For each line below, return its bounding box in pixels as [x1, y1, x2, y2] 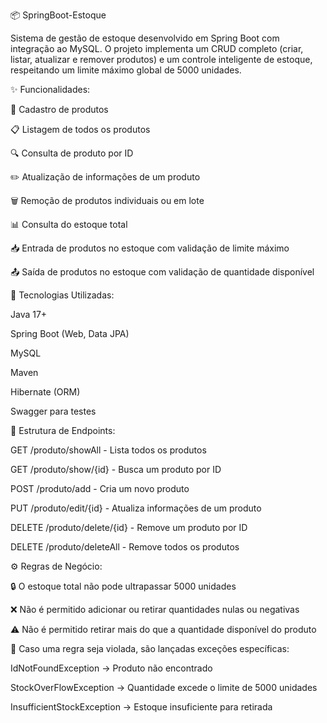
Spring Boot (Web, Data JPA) [10, 328, 130, 339]
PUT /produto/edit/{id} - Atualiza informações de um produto [10, 502, 262, 514]
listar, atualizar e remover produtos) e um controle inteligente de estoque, [10, 54, 313, 65]
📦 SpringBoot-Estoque [10, 9, 107, 21]
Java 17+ [10, 309, 48, 320]
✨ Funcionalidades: [10, 84, 91, 95]
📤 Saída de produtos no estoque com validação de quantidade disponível [10, 266, 315, 278]
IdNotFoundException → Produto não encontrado [10, 662, 213, 674]
